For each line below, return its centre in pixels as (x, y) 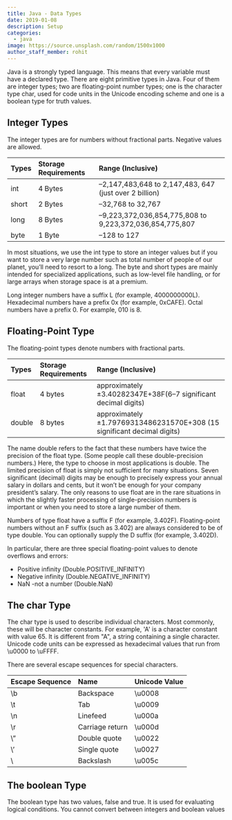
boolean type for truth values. (49, 101)
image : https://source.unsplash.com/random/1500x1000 (86, 46)
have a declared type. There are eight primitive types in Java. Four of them (113, 79)
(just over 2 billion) (129, 193)
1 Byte (49, 235)
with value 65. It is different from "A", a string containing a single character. (114, 637)
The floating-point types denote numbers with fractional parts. (96, 348)
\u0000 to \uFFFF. (33, 651)
